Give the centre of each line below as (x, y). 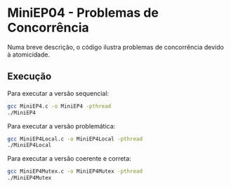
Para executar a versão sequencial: (58, 93)
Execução (29, 77)
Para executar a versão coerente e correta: (69, 159)
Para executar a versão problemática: (61, 126)
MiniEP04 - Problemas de (83, 13)
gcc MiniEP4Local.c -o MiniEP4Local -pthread (75, 139)
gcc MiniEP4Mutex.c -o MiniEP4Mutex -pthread (75, 172)
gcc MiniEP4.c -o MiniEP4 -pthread (59, 106)
